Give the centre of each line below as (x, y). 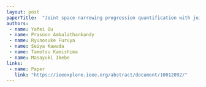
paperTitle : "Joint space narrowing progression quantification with (98, 18)
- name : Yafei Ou (31, 29)
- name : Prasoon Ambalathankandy (52, 35)
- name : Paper (27, 69)
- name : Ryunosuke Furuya (42, 40)
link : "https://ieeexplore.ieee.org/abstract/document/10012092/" (101, 75)
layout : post (23, 12)
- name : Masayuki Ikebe (39, 58)
